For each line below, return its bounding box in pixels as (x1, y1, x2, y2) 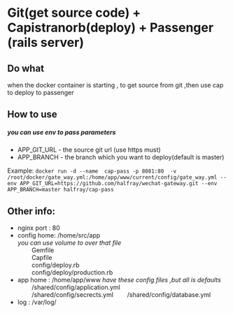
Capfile (31, 254, 52, 262)
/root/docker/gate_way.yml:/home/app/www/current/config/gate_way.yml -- (7, 174, 227, 181)
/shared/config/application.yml (31, 283, 120, 291)
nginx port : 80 (17, 224, 61, 232)
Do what (7, 62, 44, 74)
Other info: (7, 205, 56, 217)
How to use (7, 108, 57, 120)
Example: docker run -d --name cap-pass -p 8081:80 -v (7, 166, 177, 175)
